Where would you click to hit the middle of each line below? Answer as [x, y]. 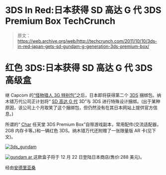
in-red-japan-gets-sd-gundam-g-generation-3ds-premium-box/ [83, 46]
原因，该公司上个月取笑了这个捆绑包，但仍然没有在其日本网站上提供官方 [79, 107]
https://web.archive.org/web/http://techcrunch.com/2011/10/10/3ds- [87, 41]
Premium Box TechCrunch [60, 21]
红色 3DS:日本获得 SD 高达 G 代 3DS [79, 68]
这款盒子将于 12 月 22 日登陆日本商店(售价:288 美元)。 [89, 157]
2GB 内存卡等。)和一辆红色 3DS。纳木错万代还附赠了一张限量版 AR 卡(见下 [81, 130]
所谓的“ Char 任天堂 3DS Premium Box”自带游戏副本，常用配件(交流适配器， [83, 124]
